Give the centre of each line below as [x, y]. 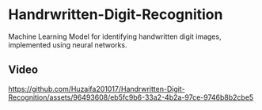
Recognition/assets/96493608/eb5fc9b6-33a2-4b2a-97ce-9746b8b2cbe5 [131, 97]
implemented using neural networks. [68, 44]
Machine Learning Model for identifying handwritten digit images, [115, 36]
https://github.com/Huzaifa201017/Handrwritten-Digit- [97, 89]
